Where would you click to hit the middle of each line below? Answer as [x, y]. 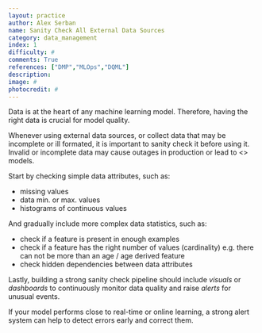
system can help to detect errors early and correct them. [101, 320]
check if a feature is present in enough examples [100, 239]
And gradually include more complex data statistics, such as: [108, 224]
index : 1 [23, 45]
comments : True [33, 60]
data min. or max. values [60, 200]
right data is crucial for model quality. [69, 121]
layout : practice [37, 15]
